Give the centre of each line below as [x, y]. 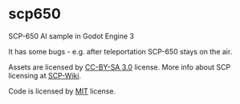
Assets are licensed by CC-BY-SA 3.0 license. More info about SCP [120, 67]
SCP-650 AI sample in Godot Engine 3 [71, 36]
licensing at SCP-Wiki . [45, 75]
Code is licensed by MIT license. [62, 91]
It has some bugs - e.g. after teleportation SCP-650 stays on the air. [120, 51]
